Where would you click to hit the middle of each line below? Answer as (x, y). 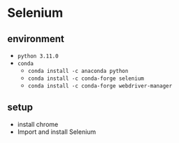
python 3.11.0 (38, 56)
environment (36, 39)
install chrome (38, 124)
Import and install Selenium (57, 132)
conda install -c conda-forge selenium (86, 79)
